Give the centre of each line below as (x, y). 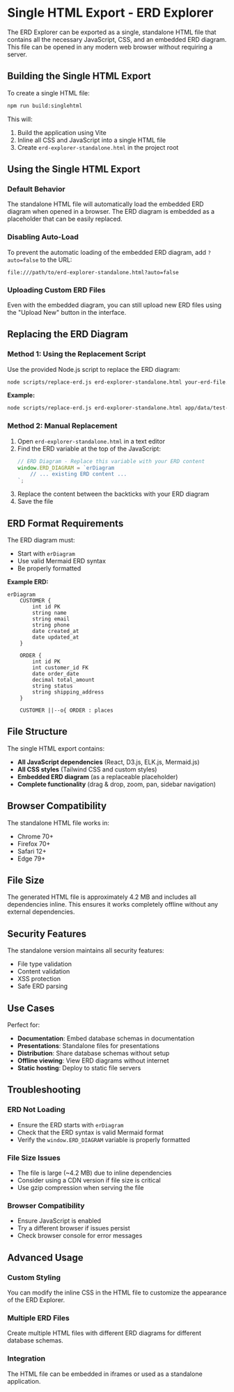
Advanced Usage (45, 1257)
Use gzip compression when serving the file (80, 1188)
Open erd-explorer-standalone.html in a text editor (91, 441)
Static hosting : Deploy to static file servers (79, 1068)
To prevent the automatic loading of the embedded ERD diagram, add (107, 252)
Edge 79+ (31, 859)
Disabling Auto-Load (43, 237)
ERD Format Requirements (65, 523)
